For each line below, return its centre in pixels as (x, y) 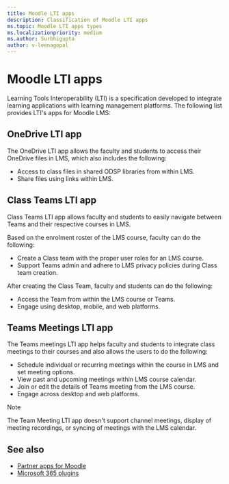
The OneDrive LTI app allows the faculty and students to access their (104, 151)
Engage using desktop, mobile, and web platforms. (89, 306)
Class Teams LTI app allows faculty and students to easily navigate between (114, 217)
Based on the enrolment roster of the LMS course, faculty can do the (104, 237)
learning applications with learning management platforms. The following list (114, 105)
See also (26, 449)
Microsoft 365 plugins (48, 473)
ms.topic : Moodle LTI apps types (55, 26)
